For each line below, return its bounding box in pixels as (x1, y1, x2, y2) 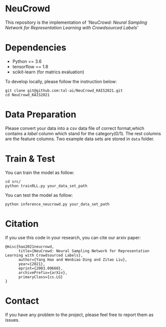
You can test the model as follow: (5, 192, 73, 198)
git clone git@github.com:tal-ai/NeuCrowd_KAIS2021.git (5, 88, 123, 93)
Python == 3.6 (12, 58, 42, 64)
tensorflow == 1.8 (12, 63, 49, 69)
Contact (5, 295, 39, 306)
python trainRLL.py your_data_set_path (5, 183, 88, 188)
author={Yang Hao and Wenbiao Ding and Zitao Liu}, (18, 257, 127, 262)
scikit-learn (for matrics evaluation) (12, 69, 84, 75)
